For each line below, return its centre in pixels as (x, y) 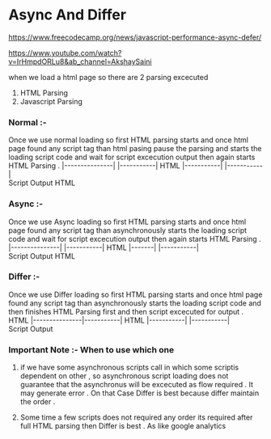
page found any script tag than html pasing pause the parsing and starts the (135, 149)
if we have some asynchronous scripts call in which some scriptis (129, 367)
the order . (38, 402)
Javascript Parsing (51, 101)
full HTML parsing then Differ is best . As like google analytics (123, 426)
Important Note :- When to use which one (91, 349)
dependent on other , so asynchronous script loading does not (124, 376)
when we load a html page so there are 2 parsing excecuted (108, 77)
